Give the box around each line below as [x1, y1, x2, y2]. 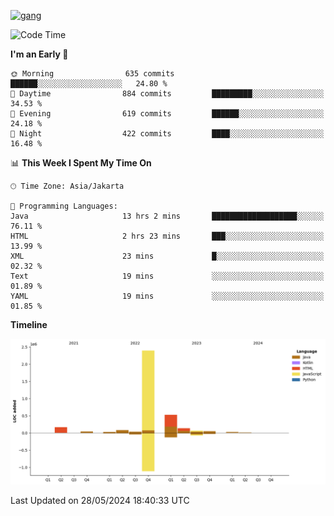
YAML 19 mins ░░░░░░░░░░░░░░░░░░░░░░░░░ [10, 291, 325, 301]
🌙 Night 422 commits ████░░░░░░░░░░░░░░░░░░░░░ [10, 129, 325, 139]
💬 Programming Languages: [10, 201, 118, 211]
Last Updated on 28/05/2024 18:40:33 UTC [10, 495, 190, 507]
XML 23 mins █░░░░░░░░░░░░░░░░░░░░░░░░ [10, 251, 325, 261]
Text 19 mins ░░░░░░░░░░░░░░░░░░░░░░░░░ [10, 271, 325, 281]
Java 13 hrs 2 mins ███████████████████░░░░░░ [10, 211, 325, 221]
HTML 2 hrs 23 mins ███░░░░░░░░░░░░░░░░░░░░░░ [10, 231, 325, 241]
